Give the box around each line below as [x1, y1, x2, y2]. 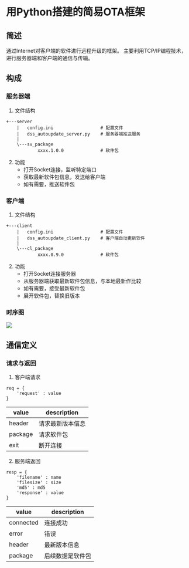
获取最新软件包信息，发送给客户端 [23, 173, 106, 180]
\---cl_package [16, 245, 54, 251]
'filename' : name [16, 474, 61, 480]
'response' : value [16, 489, 64, 496]
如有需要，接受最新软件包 [23, 285, 85, 292]
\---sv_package [16, 141, 54, 147]
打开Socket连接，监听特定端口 [23, 165, 97, 173]
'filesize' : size [16, 479, 61, 485]
